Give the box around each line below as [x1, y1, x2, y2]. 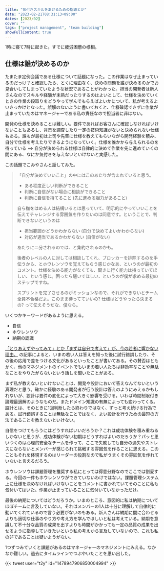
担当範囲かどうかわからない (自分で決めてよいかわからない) [24, 228, 144, 234]
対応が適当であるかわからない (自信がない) [24, 234, 110, 240]
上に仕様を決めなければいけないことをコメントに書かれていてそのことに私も [5, 480, 159, 486]
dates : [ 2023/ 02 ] [5, 16, 41, 21]
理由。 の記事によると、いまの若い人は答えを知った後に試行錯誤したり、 [5, 351, 151, 357]
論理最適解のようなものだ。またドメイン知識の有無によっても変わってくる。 [5, 399, 158, 404]
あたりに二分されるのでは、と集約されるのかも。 [17, 244, 116, 250]
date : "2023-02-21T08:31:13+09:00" [5, 12, 78, 17]
